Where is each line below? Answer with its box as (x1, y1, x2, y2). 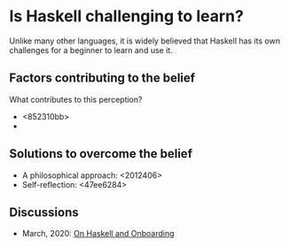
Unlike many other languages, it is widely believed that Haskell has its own (9, 35, 281, 46)
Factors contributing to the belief (9, 71, 196, 86)
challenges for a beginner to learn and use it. (9, 44, 173, 55)
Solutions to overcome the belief (9, 146, 193, 161)
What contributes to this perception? (9, 94, 143, 104)
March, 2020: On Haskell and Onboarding (21, 228, 175, 239)
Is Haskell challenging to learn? (9, 6, 244, 27)
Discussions (9, 205, 79, 220)
